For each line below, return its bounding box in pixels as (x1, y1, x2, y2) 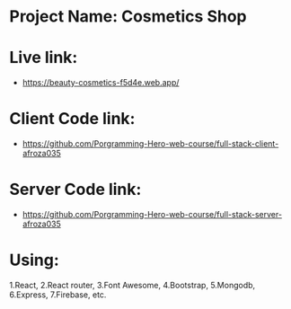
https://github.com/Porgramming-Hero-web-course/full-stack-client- (22, 138, 279, 149)
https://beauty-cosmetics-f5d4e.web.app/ (22, 77, 180, 88)
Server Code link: (9, 180, 142, 199)
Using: (9, 250, 60, 270)
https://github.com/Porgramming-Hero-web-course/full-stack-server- (22, 209, 283, 219)
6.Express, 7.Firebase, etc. (9, 289, 107, 300)
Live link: (9, 48, 78, 68)
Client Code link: (9, 109, 136, 129)
